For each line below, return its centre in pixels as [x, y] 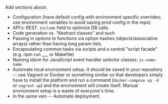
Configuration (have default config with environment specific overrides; [87, 17]
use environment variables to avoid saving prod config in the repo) [82, 22]
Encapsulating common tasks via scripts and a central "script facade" [85, 49]
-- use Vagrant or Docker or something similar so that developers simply [88, 75]
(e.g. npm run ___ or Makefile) [43, 54]
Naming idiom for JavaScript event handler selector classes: [75, 60]
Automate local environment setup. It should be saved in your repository [88, 69]
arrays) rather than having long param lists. [57, 44]
